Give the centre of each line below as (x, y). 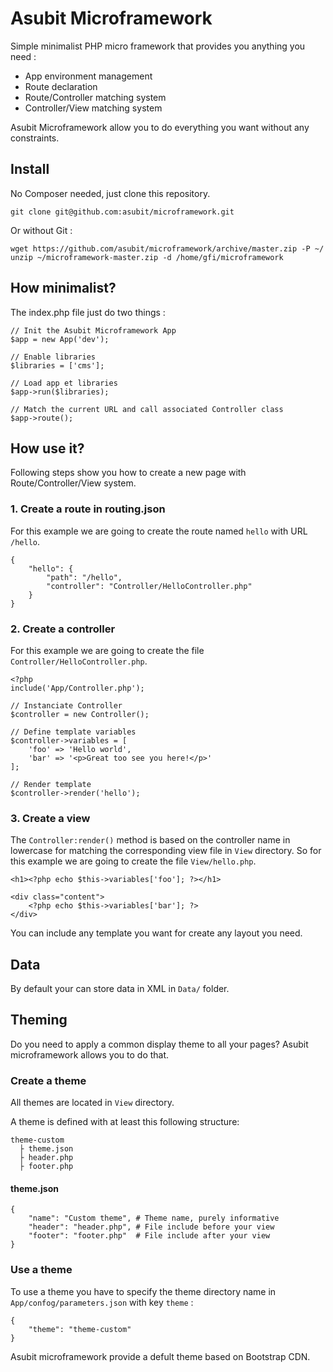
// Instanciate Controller (66, 705)
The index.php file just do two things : (88, 312)
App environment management (88, 76)
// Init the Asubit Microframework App (93, 330)
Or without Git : (41, 230)
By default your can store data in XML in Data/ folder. (120, 989)
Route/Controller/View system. (73, 483)
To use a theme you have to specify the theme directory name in (143, 1291)
